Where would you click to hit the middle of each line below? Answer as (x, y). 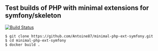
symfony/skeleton (33, 16)
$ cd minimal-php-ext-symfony (36, 40)
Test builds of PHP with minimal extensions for (77, 8)
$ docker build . (23, 45)
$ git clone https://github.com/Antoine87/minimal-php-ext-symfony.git (79, 36)
